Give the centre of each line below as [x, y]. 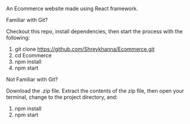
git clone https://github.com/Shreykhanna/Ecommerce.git [85, 49]
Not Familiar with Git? [32, 79]
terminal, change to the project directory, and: [62, 97]
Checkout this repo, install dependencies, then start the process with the [94, 31]
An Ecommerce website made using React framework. [72, 9]
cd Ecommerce [33, 55]
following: [18, 37]
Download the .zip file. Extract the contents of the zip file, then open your [95, 91]
